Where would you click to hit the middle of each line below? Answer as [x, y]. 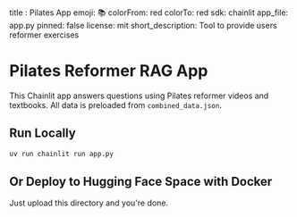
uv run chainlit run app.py [62, 154]
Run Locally [42, 134]
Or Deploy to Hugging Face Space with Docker [141, 182]
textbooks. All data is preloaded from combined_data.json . [115, 104]
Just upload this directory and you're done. [89, 203]
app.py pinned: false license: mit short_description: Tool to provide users [143, 25]
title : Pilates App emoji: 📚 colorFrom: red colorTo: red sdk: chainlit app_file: [149, 13]
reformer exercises [44, 35]
